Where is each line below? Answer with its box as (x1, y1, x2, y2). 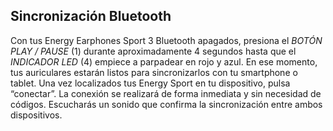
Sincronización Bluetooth (10, 8, 172, 25)
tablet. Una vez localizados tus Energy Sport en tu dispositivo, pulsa (10, 77, 291, 89)
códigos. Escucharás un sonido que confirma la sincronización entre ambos (10, 98, 323, 110)
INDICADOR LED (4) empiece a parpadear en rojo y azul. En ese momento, (10, 55, 318, 68)
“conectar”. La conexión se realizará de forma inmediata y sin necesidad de (10, 87, 322, 99)
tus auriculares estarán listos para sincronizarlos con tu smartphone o (10, 66, 298, 78)
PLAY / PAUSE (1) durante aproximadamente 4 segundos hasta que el (10, 45, 297, 57)
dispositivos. (10, 109, 63, 121)
